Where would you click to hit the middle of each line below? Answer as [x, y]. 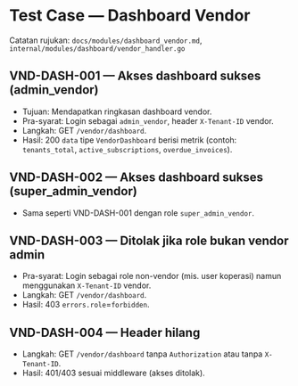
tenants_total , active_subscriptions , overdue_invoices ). [127, 149]
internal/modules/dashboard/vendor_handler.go [97, 49]
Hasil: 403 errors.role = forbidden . [86, 305]
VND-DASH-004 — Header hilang [105, 332]
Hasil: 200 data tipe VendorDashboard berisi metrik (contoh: [129, 140]
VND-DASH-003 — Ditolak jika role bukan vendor [149, 240]
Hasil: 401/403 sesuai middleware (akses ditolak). [113, 373]
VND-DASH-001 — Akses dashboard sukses [135, 76]
